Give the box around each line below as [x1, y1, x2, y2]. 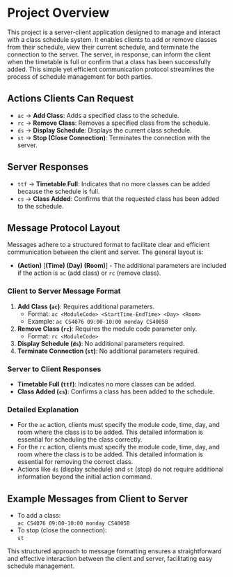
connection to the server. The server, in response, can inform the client [7, 50, 211, 59]
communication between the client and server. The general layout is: [7, 248, 204, 256]
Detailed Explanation [7, 405, 79, 414]
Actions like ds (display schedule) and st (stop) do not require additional [17, 465, 224, 474]
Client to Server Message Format [7, 286, 121, 296]
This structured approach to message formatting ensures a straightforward [7, 547, 222, 555]
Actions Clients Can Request [7, 93, 134, 105]
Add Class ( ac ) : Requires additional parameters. [17, 302, 155, 310]
